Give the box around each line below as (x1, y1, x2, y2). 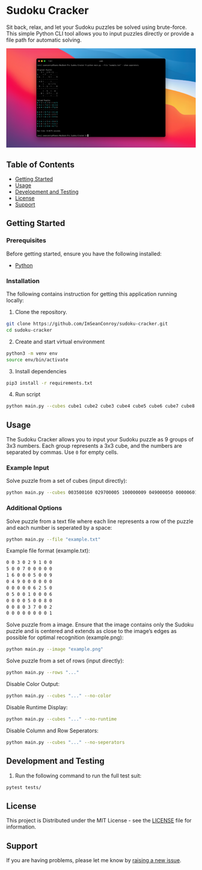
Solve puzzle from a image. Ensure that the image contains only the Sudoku (6, 621, 194, 628)
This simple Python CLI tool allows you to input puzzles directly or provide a (6, 29, 194, 37)
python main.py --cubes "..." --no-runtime (6, 716, 117, 722)
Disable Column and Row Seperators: (6, 727, 99, 734)
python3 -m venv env (6, 350, 58, 357)
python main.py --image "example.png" (6, 646, 103, 652)
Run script (14, 391, 41, 398)
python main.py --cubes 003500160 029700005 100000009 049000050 (6, 489, 173, 496)
